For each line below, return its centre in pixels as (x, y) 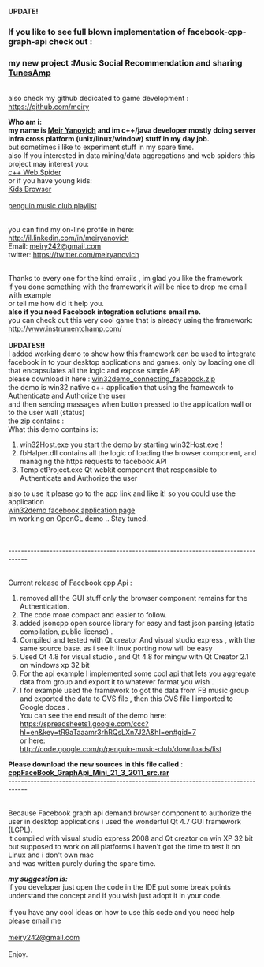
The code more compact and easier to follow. (93, 615)
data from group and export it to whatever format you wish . (117, 682)
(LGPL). (20, 830)
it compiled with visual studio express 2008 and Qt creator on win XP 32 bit (131, 838)
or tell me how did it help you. (56, 304)
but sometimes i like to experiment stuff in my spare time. (101, 147)
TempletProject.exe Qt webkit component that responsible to (118, 470)
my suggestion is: (38, 879)
